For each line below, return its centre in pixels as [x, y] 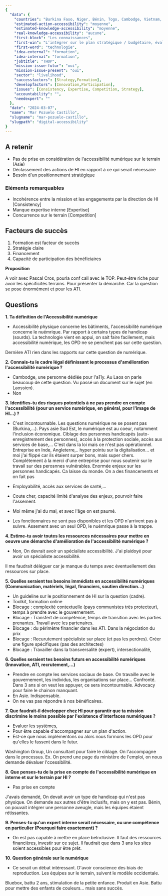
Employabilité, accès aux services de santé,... [59, 486]
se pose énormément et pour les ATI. [43, 289]
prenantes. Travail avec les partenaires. [53, 623]
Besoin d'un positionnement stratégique [53, 175]
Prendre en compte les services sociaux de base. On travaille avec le [83, 675]
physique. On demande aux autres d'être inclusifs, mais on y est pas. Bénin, [83, 802]
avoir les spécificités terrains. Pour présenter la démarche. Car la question [81, 284]
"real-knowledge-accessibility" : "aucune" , [60, 33]
